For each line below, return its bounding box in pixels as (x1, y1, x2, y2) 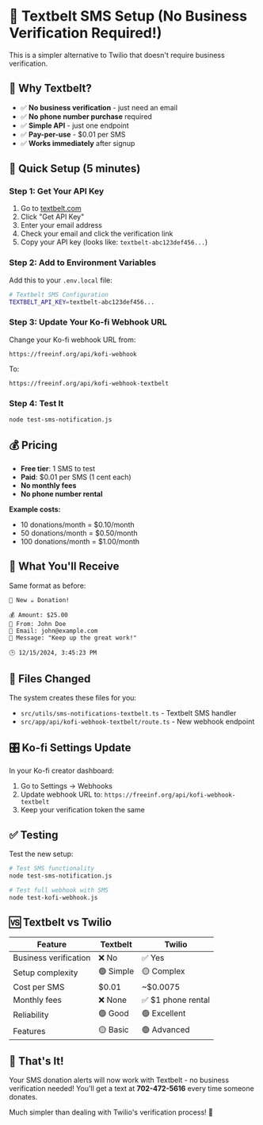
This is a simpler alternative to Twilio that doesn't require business (9, 50, 225, 60)
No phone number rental (20, 489, 103, 498)
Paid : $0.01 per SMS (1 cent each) (20, 472, 131, 482)
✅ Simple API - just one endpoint (20, 121, 129, 130)
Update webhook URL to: (20, 789, 103, 800)
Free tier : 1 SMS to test (20, 463, 96, 473)
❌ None (98, 995, 128, 1006)
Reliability (13, 1009, 50, 1020)
